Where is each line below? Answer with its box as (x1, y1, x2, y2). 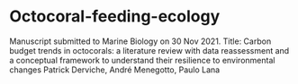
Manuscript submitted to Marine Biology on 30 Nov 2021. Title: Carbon (9, 36, 272, 46)
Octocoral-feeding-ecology (9, 6, 221, 27)
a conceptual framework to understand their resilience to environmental (9, 55, 275, 65)
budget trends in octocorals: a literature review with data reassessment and (9, 45, 290, 55)
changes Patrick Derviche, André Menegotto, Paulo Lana (9, 64, 221, 75)
